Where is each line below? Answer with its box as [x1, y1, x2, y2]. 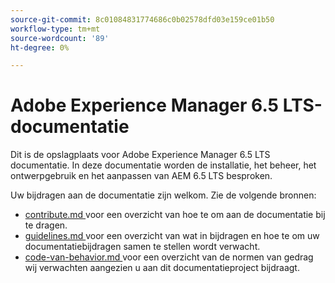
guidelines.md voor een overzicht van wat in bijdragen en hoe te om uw [24, 230, 320, 242]
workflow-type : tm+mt [10, 24, 101, 34]
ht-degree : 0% [10, 42, 70, 53]
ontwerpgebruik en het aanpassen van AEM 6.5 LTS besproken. [10, 170, 273, 182]
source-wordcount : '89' [10, 33, 110, 43]
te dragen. [24, 219, 68, 231]
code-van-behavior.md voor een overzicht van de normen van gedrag [24, 251, 314, 263]
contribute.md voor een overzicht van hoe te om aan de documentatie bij [24, 209, 326, 221]
